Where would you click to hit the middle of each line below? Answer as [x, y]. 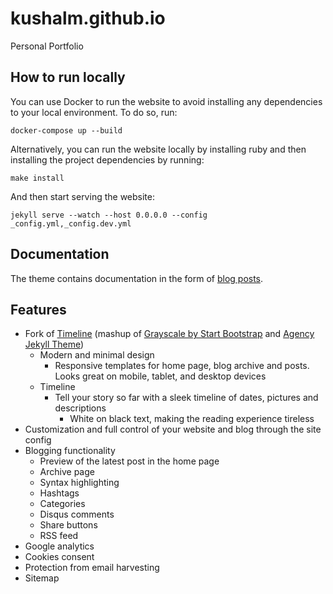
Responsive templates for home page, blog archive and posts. [182, 366]
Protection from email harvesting [92, 568]
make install [37, 178]
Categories [62, 504]
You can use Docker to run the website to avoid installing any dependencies [166, 101]
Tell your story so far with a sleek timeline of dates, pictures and [186, 398]
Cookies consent [59, 557]
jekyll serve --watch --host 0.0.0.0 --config [109, 215]
